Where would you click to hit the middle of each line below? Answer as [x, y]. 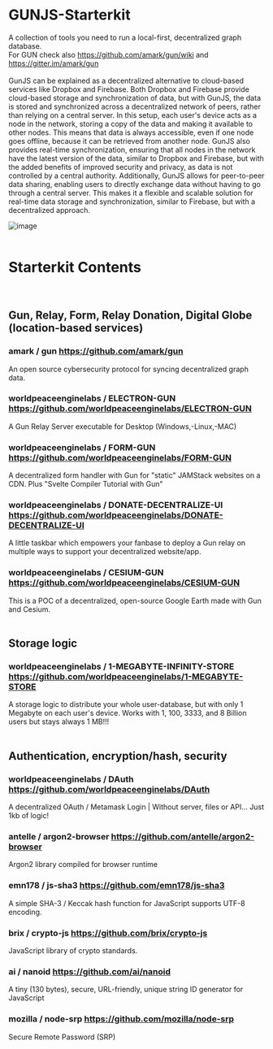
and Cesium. [30, 609]
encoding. [25, 912]
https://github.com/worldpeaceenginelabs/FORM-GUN [120, 457]
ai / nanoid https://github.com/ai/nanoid [90, 971]
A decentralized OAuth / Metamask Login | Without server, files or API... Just [136, 807]
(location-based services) [76, 328]
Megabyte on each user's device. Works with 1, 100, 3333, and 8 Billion [128, 713]
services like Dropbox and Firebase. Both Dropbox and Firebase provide [129, 89]
